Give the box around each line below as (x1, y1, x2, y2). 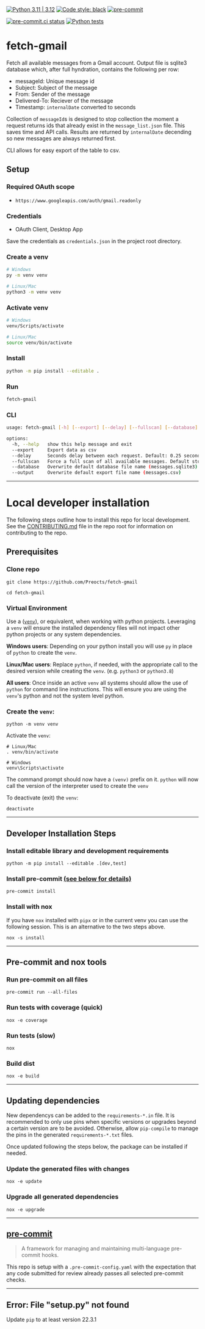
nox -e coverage (6, 1017, 48, 1023)
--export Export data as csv (12, 446, 97, 453)
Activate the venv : (6, 732, 51, 739)
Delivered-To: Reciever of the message (15, 96, 113, 104)
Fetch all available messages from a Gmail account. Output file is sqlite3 (6, 59, 187, 67)
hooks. (41, 1251, 59, 1259)
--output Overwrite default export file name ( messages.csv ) (12, 470, 182, 476)
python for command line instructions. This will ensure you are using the (6, 686, 187, 693)
